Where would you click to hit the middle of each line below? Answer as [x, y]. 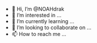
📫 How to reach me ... [39, 34]
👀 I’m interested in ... [36, 15]
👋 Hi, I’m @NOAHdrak [38, 9]
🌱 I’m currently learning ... [43, 21]
